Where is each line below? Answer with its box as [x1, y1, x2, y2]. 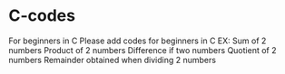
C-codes [8, 5, 76, 26]
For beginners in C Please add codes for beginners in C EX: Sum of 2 [8, 35, 267, 46]
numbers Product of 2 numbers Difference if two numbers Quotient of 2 [8, 44, 277, 55]
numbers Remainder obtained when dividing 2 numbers [8, 54, 217, 65]
